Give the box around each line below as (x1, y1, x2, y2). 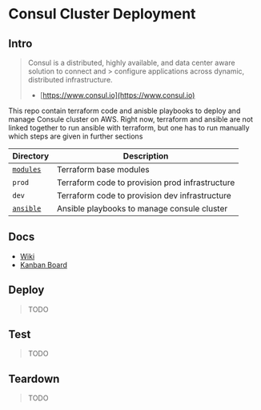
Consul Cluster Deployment (8, 5, 196, 23)
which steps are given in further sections (8, 131, 143, 141)
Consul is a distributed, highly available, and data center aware (27, 58, 235, 67)
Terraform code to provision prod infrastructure (56, 177, 235, 188)
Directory (12, 151, 50, 161)
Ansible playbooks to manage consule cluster (56, 203, 228, 214)
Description (122, 151, 169, 161)
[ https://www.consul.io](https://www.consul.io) (39, 90, 195, 100)
